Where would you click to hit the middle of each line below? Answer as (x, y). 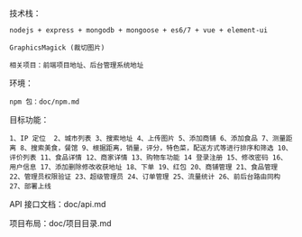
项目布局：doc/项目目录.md (60, 223)
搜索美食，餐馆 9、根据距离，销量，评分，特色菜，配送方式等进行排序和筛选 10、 (162, 148)
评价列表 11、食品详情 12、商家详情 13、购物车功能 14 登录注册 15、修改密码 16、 (148, 158)
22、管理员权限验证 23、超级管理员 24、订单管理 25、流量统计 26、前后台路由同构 (145, 177)
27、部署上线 (30, 187)
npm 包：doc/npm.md (45, 102)
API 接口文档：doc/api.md (58, 204)
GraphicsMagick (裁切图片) (57, 48)
